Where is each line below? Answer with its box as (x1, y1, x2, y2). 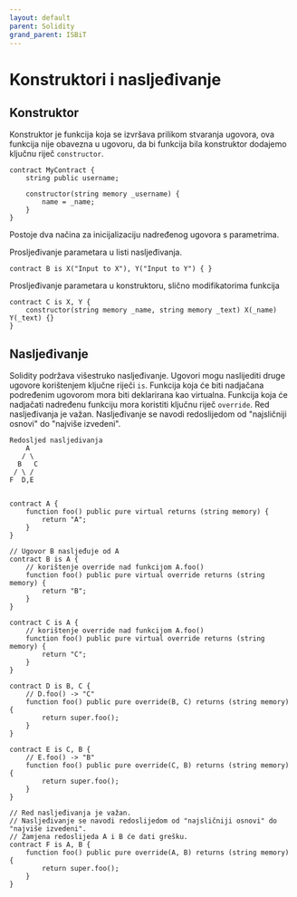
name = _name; (42, 198, 95, 207)
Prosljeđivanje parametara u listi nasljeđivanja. (9, 246, 183, 258)
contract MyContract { (9, 166, 95, 175)
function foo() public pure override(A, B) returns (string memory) (25, 848, 290, 857)
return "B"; (42, 586, 88, 596)
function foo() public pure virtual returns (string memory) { (25, 507, 270, 516)
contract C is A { (9, 618, 79, 628)
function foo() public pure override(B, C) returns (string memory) (25, 698, 290, 707)
